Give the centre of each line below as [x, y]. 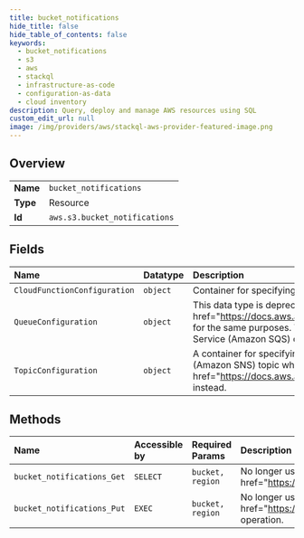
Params [209, 456]
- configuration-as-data [64, 93]
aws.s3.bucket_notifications [111, 217]
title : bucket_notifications [64, 18]
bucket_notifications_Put [70, 509]
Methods [35, 420]
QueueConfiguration [56, 321]
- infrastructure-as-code [66, 85]
